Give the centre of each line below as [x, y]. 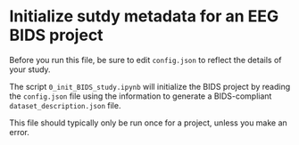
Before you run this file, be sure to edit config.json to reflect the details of [145, 60]
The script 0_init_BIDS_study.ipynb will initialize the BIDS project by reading [150, 86]
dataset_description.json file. [65, 105]
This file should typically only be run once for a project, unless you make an [148, 123]
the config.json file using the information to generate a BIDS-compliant [141, 96]
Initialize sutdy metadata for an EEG [144, 16]
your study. [30, 69]
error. [19, 132]
